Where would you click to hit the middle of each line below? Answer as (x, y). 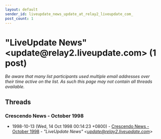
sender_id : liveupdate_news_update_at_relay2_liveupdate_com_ (69, 14)
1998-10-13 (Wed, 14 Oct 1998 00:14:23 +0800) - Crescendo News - (80, 126)
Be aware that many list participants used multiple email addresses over (78, 77)
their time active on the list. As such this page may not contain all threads (79, 82)
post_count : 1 (19, 18)
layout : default (21, 9)
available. (15, 87)
